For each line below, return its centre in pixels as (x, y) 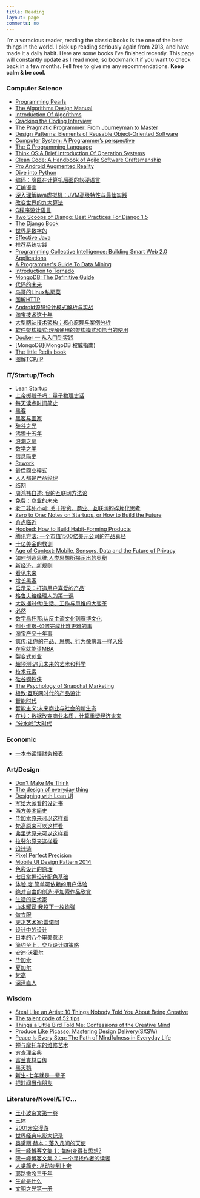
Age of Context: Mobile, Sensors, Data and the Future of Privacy (95, 550)
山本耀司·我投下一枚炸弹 (45, 907)
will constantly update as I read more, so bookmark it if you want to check (98, 60)
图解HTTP (28, 299)
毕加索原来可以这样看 (42, 818)
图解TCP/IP (29, 359)
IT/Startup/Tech (30, 375)
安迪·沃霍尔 (29, 952)
